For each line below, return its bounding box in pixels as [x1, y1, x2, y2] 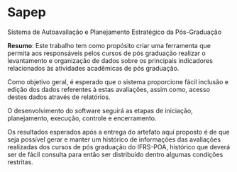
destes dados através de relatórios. [7, 93, 111, 101]
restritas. [7, 157, 33, 166]
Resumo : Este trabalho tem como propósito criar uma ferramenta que [7, 41, 211, 50]
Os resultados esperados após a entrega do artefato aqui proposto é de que [7, 127, 230, 136]
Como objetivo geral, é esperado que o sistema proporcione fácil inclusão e [7, 77, 229, 86]
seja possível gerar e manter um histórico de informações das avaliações [7, 135, 221, 144]
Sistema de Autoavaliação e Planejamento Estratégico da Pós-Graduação [7, 28, 222, 36]
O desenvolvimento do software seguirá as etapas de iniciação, [7, 106, 193, 115]
